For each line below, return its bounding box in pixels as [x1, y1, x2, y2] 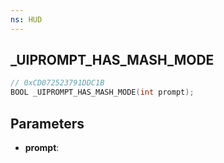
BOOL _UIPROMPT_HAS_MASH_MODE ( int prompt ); [10, 87, 195, 98]
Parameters [10, 115, 85, 132]
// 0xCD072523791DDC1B [10, 78, 105, 88]
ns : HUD [10, 14, 43, 25]
